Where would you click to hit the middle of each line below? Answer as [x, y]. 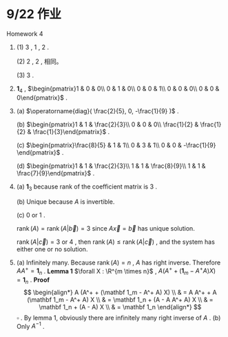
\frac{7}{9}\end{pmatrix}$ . [55, 173]
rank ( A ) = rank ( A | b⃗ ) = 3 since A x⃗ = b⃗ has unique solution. [106, 228]
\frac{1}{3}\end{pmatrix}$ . [71, 131]
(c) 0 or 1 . [31, 215]
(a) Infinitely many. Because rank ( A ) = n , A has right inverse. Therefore [118, 262]
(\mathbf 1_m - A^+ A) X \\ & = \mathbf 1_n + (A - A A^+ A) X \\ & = [120, 299]
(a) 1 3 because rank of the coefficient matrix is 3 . [87, 187]
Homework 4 [25, 33]
